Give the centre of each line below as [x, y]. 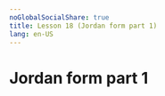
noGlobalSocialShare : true [59, 17]
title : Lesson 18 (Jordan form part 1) [83, 26]
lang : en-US [31, 34]
